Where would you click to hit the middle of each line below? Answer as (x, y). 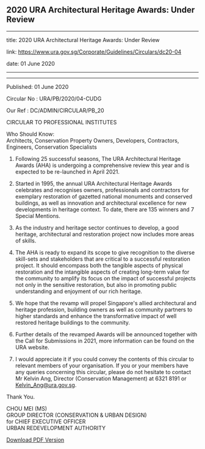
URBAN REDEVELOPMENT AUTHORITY (56, 428)
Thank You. (21, 397)
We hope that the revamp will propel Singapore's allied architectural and (106, 303)
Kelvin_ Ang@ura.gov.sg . (46, 385)
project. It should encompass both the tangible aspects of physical (99, 265)
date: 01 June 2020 (31, 63)
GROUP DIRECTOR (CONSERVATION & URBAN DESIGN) (77, 415)
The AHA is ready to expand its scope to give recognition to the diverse (105, 252)
